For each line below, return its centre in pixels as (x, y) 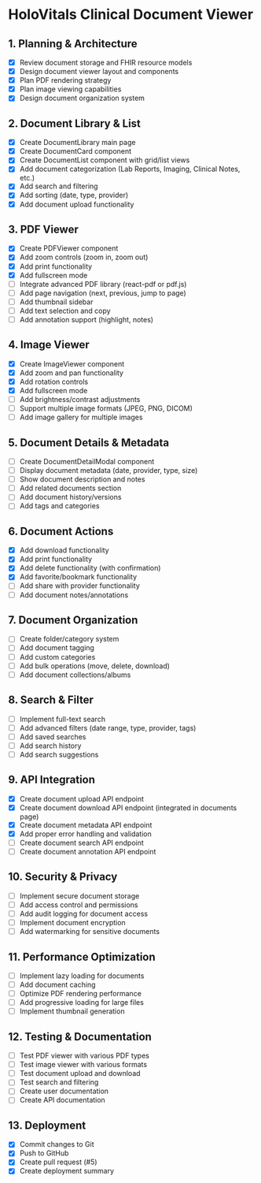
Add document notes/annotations (74, 595)
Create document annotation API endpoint (88, 851)
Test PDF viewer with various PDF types (84, 1056)
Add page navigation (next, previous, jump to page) (103, 292)
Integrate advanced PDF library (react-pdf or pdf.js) (103, 284)
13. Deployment (47, 1125)
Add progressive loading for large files (81, 1003)
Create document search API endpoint (81, 843)
